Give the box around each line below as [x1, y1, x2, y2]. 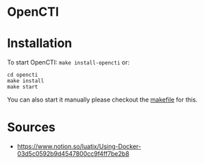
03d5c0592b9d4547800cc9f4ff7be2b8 [16, 150, 130, 158]
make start [7, 84, 38, 91]
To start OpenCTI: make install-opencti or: [7, 58, 130, 67]
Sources [7, 119, 56, 135]
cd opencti [7, 71, 38, 79]
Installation [7, 36, 73, 51]
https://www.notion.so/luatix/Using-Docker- [16, 142, 142, 151]
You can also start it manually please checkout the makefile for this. [7, 95, 198, 104]
